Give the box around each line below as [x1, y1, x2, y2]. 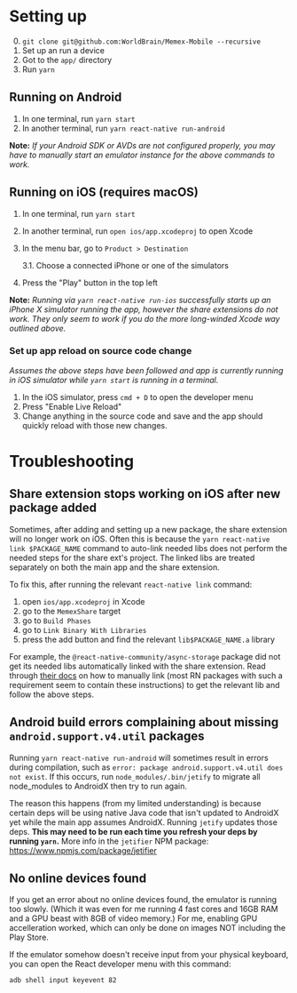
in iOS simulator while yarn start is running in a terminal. [9, 374, 219, 385]
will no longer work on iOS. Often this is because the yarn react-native [9, 533, 270, 544]
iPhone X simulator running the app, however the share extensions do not [9, 304, 278, 315]
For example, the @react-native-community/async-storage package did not [9, 651, 281, 661]
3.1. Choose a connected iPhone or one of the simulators [21, 260, 229, 270]
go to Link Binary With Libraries [21, 624, 147, 635]
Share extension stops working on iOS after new [9, 486, 281, 501]
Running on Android [9, 90, 122, 105]
